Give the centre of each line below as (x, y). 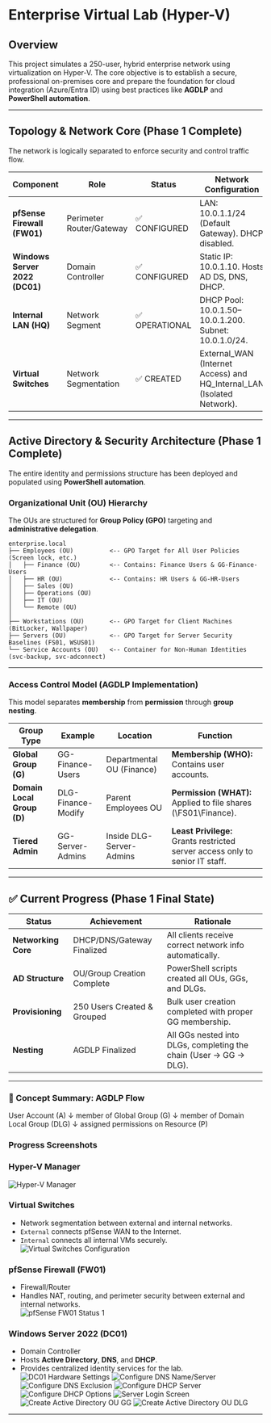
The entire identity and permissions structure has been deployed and (123, 473)
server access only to (212, 851)
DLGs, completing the (207, 1045)
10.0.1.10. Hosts (232, 267)
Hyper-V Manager (44, 1167)
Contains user (198, 765)
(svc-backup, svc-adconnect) (57, 657)
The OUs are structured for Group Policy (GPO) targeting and (110, 520)
